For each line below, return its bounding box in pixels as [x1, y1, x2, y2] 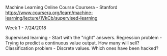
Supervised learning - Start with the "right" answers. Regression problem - [5, 35, 162, 40]
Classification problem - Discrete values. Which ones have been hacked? [5, 45, 159, 51]
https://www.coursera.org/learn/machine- [5, 10, 93, 16]
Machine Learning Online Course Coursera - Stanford [5, 5, 118, 10]
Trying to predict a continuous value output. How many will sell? [5, 40, 140, 46]
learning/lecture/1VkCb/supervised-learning [5, 15, 98, 21]
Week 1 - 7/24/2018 [5, 25, 47, 31]
